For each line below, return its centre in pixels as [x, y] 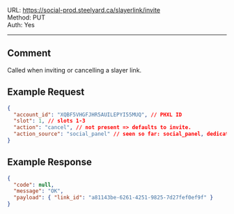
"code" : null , [34, 185]
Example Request [46, 92]
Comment [29, 53]
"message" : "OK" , [39, 191]
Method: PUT [26, 17]
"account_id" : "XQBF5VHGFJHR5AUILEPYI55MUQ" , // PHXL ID [98, 114]
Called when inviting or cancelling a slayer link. [75, 70]
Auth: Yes [21, 25]
